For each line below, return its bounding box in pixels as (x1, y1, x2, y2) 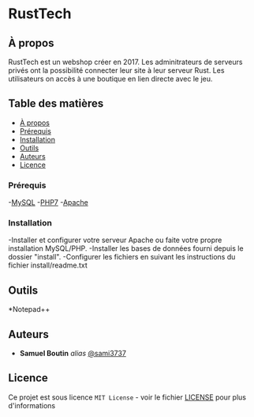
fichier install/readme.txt (8, 260, 88, 270)
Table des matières (8, 97, 104, 111)
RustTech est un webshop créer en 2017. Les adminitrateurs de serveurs (8, 57, 243, 66)
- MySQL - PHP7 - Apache (8, 198, 88, 207)
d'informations (8, 400, 56, 410)
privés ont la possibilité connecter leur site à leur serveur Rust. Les (8, 66, 225, 75)
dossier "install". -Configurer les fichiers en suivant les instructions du (8, 252, 236, 262)
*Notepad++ (8, 305, 50, 314)
